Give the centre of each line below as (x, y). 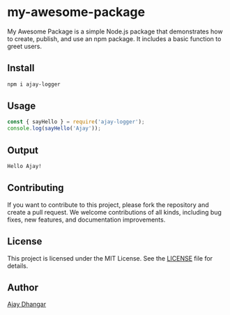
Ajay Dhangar (27, 305)
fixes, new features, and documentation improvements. (86, 220)
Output (23, 150)
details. (18, 266)
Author (23, 287)
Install (21, 68)
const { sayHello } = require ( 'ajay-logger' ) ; (76, 122)
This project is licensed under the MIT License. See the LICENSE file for (110, 258)
